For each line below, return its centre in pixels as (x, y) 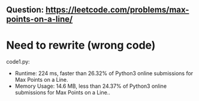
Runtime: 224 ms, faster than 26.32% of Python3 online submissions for (104, 73)
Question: (25, 10)
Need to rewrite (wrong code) (81, 45)
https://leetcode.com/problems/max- (117, 10)
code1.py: (18, 62)
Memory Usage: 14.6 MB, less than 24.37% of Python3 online (91, 86)
